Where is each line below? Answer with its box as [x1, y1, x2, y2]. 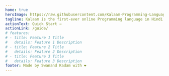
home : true [5, 7, 28, 12]
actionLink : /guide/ [5, 26, 49, 31]
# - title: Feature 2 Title [5, 44, 64, 49]
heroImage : [5, 12, 28, 17]
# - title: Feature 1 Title [5, 35, 64, 40]
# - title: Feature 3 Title [5, 53, 64, 59]
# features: [5, 30, 30, 35]
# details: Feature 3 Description [5, 58, 82, 63]
